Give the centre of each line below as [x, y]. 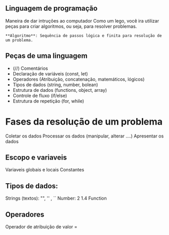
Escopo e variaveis [36, 157]
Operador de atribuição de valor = [41, 227]
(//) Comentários [30, 68]
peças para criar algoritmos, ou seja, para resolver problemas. [71, 26]
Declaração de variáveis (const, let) [50, 73]
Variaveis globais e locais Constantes [45, 170]
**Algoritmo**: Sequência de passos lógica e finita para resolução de [83, 35]
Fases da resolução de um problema [84, 121]
